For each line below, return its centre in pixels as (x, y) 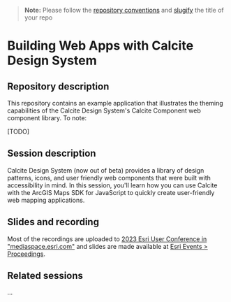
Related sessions (45, 276)
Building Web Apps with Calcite (100, 46)
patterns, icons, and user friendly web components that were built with (109, 178)
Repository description (58, 86)
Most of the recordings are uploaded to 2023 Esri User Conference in (107, 239)
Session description (52, 153)
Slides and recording (53, 222)
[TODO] (18, 131)
